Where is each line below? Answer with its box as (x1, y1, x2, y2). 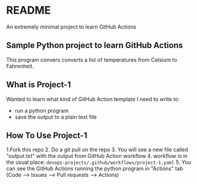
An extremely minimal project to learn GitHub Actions (6, 23, 137, 30)
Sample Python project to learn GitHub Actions (6, 40, 183, 50)
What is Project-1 (6, 80, 71, 90)
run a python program (14, 107, 69, 114)
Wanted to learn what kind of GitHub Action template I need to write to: (6, 96, 180, 103)
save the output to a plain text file (14, 113, 97, 120)
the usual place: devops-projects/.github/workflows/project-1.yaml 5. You (6, 158, 192, 166)
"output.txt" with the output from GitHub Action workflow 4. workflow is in (6, 153, 188, 160)
